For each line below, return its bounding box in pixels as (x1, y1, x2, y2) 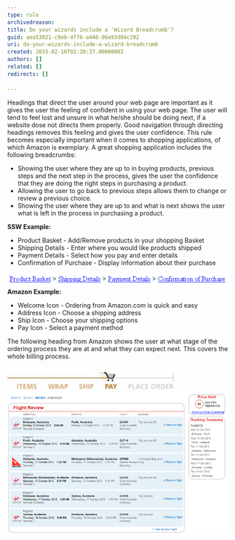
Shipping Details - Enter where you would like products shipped (17, 243, 202, 252)
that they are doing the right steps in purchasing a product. (17, 179, 188, 187)
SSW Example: (7, 222, 51, 231)
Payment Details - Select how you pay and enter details (17, 251, 178, 259)
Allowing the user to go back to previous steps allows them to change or (17, 186, 227, 195)
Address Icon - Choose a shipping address (17, 309, 142, 317)
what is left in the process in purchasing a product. (17, 209, 165, 217)
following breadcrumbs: (7, 150, 76, 159)
